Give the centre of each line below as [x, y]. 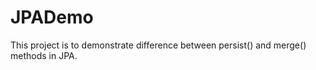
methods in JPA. [44, 55]
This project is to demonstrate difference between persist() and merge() [158, 45]
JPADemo [52, 17]
